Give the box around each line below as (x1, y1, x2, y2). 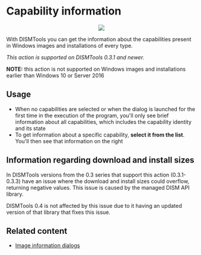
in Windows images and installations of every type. (6, 42, 133, 49)
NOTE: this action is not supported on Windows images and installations (6, 65, 186, 73)
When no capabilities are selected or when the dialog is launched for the (14, 105, 196, 112)
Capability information (6, 4, 122, 18)
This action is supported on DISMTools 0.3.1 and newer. (6, 53, 145, 61)
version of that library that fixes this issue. (6, 208, 110, 216)
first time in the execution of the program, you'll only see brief (14, 112, 169, 119)
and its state (14, 124, 46, 132)
